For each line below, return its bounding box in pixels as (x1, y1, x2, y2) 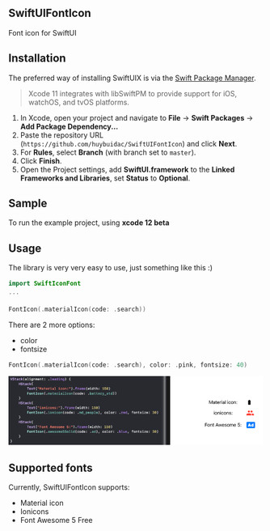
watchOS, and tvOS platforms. (27, 97, 129, 107)
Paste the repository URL (19, 130, 103, 140)
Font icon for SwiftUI (8, 28, 77, 37)
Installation (8, 52, 66, 66)
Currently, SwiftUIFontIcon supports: (8, 482, 130, 492)
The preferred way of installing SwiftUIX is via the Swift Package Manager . (8, 73, 256, 83)
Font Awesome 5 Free (19, 516, 93, 525)
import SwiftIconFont (8, 279, 82, 288)
